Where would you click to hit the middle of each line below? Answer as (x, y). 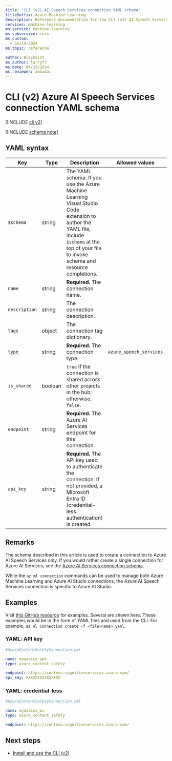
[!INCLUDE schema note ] (32, 132)
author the (79, 222)
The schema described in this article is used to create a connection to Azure (86, 554)
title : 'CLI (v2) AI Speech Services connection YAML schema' (73, 10)
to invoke (77, 254)
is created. (79, 524)
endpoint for (81, 433)
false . (74, 405)
